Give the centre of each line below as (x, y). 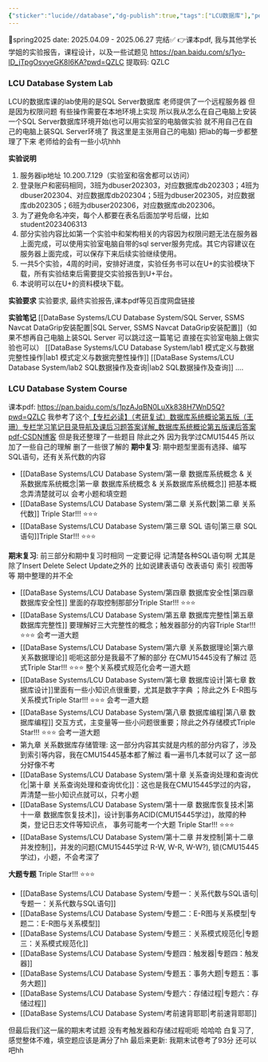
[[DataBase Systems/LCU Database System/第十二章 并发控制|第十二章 (136, 837)
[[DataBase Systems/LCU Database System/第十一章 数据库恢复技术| (133, 805)
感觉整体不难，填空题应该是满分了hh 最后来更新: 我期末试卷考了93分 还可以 (132, 1040)
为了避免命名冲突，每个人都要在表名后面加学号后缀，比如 (114, 215)
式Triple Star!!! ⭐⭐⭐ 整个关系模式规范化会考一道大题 (105, 668)
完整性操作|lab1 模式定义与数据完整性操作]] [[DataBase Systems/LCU (121, 357)
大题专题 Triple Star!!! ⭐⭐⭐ (52, 874)
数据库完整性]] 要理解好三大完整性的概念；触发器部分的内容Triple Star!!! (138, 625)
